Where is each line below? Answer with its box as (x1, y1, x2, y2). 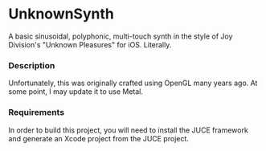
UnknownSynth (8, 5, 114, 23)
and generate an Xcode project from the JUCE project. (8, 133, 189, 143)
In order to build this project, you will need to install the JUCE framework (8, 125, 249, 135)
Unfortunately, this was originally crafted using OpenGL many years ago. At (8, 78, 258, 88)
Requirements (8, 107, 65, 118)
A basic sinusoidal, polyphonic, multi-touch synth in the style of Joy (8, 31, 233, 41)
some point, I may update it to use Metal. (8, 87, 143, 96)
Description (8, 59, 55, 71)
